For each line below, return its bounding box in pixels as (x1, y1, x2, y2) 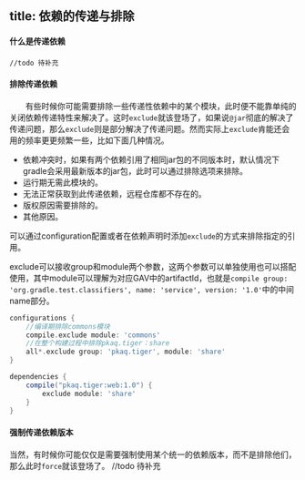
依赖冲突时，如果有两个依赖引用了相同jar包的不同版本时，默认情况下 (22, 154, 280, 165)
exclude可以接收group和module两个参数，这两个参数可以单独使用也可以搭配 (9, 260, 297, 271)
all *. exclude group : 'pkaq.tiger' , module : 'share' (25, 347, 226, 357)
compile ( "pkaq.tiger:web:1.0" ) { (25, 381, 153, 390)
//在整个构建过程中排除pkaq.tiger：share (25, 339, 170, 348)
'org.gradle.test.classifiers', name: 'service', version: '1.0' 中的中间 (9, 283, 294, 294)
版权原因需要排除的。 (22, 199, 103, 210)
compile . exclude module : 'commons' (25, 331, 161, 340)
